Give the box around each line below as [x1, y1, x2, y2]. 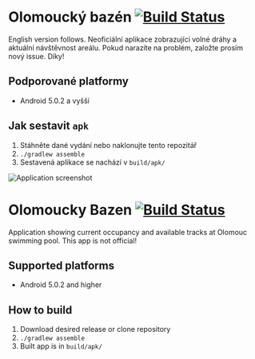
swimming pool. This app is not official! [8, 236, 137, 245]
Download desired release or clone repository [19, 325, 171, 334]
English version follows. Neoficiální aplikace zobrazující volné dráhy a [8, 34, 237, 44]
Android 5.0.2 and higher [19, 280, 102, 289]
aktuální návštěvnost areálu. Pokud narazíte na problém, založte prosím [8, 42, 244, 52]
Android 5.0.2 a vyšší [19, 96, 90, 106]
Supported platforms [8, 258, 114, 272]
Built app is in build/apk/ [19, 341, 102, 351]
